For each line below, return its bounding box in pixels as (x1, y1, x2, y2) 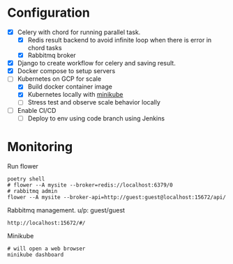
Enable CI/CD (17, 106, 57, 114)
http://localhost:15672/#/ (7, 219, 86, 226)
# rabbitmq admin (7, 187, 58, 194)
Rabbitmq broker (27, 51, 77, 60)
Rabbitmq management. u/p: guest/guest (7, 205, 126, 214)
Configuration (7, 5, 91, 21)
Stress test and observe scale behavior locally (27, 98, 160, 107)
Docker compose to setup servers (17, 67, 116, 75)
